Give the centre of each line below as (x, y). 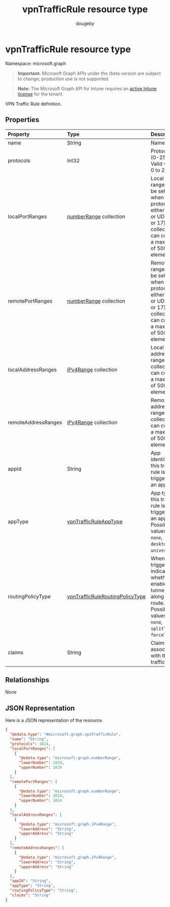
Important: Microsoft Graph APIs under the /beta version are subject (89, 73)
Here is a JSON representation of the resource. (54, 720)
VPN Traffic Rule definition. (34, 104)
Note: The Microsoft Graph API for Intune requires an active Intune (87, 88)
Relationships (27, 680)
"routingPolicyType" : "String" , (44, 890)
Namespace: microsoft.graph (36, 63)
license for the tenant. (40, 94)
